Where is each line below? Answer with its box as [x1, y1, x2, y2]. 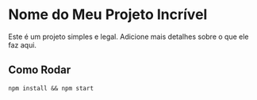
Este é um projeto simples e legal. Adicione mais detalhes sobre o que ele [8, 32, 249, 41]
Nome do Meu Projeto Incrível [8, 6, 208, 24]
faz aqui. [8, 40, 37, 49]
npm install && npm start [8, 84, 94, 92]
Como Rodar [8, 63, 71, 77]
